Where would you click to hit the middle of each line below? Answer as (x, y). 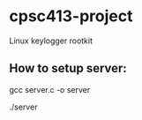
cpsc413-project (71, 16)
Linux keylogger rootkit (51, 41)
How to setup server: (68, 68)
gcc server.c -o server (50, 89)
